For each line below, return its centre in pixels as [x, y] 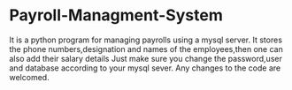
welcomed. [30, 77]
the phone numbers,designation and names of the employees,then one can [146, 49]
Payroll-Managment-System [116, 15]
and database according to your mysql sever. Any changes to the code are [145, 68]
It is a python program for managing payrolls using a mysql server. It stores [146, 40]
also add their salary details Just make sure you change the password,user [146, 58]
